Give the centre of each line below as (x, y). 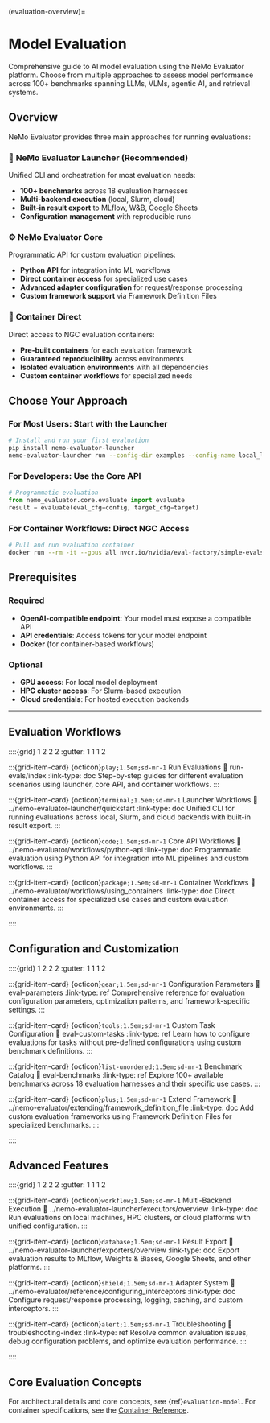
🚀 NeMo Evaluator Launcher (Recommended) (98, 158)
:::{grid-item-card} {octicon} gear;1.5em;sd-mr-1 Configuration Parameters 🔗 (134, 984)
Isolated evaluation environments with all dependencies (114, 367)
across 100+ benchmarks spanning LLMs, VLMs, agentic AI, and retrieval (129, 83)
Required (27, 600)
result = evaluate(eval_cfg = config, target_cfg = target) (104, 508)
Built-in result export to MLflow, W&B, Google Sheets (109, 208)
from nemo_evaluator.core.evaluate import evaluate (96, 501)
